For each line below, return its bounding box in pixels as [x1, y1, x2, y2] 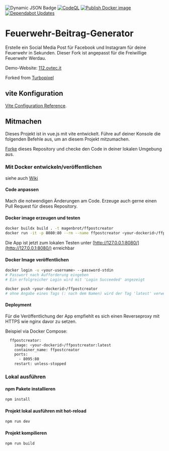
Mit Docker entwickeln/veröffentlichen [5, 164, 102, 171]
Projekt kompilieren [5, 430, 47, 436]
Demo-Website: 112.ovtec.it [5, 65, 62, 71]
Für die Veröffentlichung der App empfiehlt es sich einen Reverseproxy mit [5, 313, 160, 319]
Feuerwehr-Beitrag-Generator [5, 28, 134, 39]
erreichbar [52, 245, 74, 251]
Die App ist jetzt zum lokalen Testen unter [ [5, 240, 95, 246]
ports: [14, 352, 28, 357]
